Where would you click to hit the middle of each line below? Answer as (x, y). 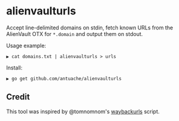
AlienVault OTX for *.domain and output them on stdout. (75, 34)
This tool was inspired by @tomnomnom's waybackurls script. (83, 111)
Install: (14, 68)
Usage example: (26, 46)
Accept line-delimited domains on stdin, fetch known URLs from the (90, 28)
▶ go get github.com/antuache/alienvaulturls (64, 78)
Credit (18, 97)
